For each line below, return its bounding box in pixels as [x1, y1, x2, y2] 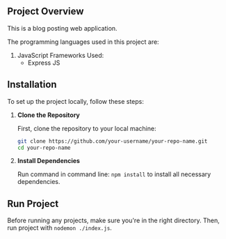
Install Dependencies [17, 157, 80, 165]
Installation [7, 79, 57, 91]
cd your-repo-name [17, 144, 71, 151]
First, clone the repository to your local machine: [17, 124, 156, 132]
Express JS [27, 59, 60, 67]
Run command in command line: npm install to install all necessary [17, 170, 211, 178]
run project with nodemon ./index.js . [7, 224, 113, 232]
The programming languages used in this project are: [7, 38, 159, 46]
